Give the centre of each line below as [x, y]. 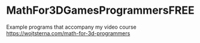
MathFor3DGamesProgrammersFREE [100, 10]
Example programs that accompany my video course [71, 27]
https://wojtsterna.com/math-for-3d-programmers [68, 33]
